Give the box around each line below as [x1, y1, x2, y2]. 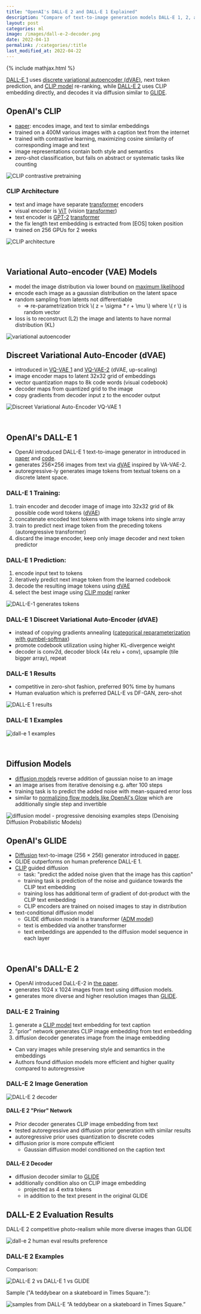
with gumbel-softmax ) [14, 635, 70, 643]
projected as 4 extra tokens [23, 1186, 92, 1193]
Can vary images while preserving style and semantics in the [14, 1045, 166, 1053]
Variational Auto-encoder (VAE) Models [6, 267, 157, 277]
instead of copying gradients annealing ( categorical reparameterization [14, 629, 190, 636]
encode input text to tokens [14, 569, 83, 577]
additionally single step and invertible [14, 800, 107, 808]
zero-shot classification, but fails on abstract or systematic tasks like [14, 154, 184, 161]
